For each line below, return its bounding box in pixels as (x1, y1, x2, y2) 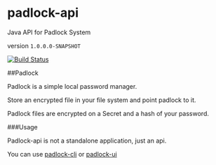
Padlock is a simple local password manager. (7, 82, 137, 90)
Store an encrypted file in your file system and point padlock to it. (7, 96, 196, 104)
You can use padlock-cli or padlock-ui (7, 150, 117, 158)
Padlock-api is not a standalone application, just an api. (7, 136, 167, 145)
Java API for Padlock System (7, 28, 91, 36)
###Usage (7, 122, 39, 131)
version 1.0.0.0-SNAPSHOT (7, 41, 81, 50)
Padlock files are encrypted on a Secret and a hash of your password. (7, 109, 209, 117)
